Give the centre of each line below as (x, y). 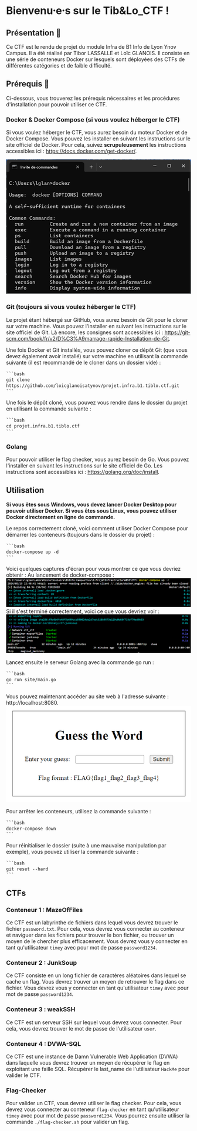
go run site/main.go (31, 679)
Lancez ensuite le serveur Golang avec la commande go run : (80, 662)
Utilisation (25, 490)
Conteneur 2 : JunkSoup (42, 963)
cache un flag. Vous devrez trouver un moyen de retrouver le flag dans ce (95, 982)
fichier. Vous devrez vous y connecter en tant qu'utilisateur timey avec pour (97, 988)
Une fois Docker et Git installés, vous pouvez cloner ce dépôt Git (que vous (97, 350)
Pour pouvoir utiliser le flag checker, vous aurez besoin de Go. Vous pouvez (98, 459)
